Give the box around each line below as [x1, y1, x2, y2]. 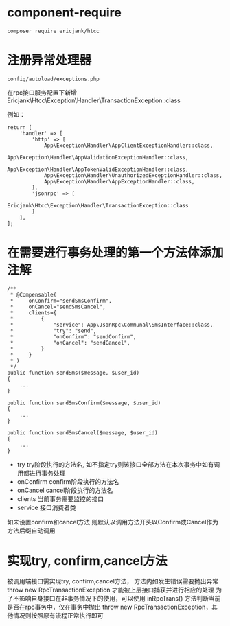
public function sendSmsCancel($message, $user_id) [7, 429, 158, 437]
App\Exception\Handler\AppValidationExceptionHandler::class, [7, 154, 189, 161]
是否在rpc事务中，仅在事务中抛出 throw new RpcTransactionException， [7, 603, 212, 611]
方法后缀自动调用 [7, 526, 56, 535]
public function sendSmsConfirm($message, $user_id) [7, 399, 161, 406]
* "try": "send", [10, 327, 97, 334]
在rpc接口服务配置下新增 [7, 88, 78, 97]
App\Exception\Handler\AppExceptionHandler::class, [43, 178, 195, 185]
